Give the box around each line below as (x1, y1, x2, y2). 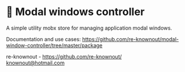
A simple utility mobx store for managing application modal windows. (6, 24, 173, 31)
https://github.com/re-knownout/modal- (81, 35, 179, 42)
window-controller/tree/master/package (6, 42, 103, 49)
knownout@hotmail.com (6, 59, 65, 66)
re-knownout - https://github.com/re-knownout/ (6, 53, 122, 60)
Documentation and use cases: (6, 35, 81, 42)
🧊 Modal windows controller (6, 5, 145, 19)
